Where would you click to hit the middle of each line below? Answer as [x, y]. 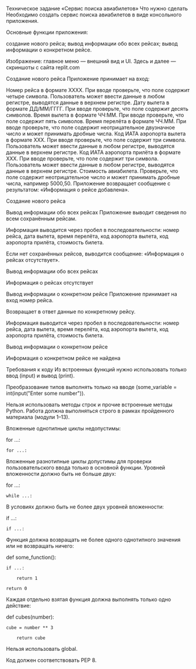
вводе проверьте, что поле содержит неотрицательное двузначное [90, 127]
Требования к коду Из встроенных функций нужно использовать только [96, 369]
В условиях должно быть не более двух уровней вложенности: [85, 507]
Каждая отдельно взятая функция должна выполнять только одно [88, 599]
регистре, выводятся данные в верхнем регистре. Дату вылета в [88, 103]
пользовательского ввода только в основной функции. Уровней [85, 467]
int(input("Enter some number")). [46, 393]
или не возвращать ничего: [40, 546]
